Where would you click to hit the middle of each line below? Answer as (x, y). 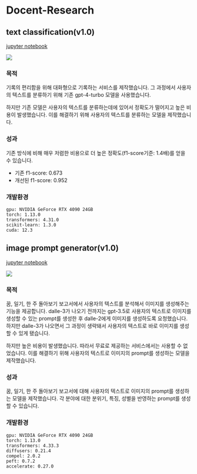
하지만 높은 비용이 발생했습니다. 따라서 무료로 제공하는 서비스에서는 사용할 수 (94, 346)
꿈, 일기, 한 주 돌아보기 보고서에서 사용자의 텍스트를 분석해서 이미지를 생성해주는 (98, 304)
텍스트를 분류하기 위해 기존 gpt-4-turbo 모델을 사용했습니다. (81, 95)
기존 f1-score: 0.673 (39, 173)
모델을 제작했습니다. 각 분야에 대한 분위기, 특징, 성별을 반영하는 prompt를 (96, 399)
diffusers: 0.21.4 (29, 451)
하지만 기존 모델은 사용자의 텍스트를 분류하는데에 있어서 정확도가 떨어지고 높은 (96, 107)
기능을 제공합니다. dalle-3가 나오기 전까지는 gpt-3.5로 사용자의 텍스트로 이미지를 (99, 311)
